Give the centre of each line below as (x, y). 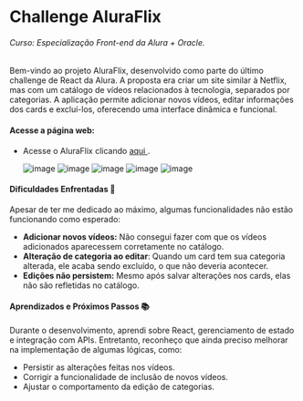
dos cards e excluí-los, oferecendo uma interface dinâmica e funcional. (143, 109)
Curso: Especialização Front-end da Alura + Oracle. (107, 42)
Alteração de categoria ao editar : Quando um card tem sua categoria (154, 256)
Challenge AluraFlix (85, 17)
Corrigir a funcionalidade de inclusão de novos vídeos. (125, 377)
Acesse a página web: (52, 130)
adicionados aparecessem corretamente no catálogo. (123, 246)
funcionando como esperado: (65, 219)
